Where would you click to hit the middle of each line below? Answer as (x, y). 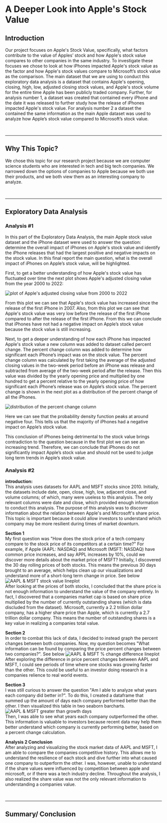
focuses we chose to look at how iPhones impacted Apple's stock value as (82, 66)
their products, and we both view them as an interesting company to (75, 176)
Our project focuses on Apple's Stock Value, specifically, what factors (77, 50)
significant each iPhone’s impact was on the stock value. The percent (76, 355)
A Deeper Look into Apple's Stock (76, 9)
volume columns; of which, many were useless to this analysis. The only (79, 497)
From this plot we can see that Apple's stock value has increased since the (82, 303)
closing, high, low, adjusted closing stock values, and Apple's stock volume (82, 87)
